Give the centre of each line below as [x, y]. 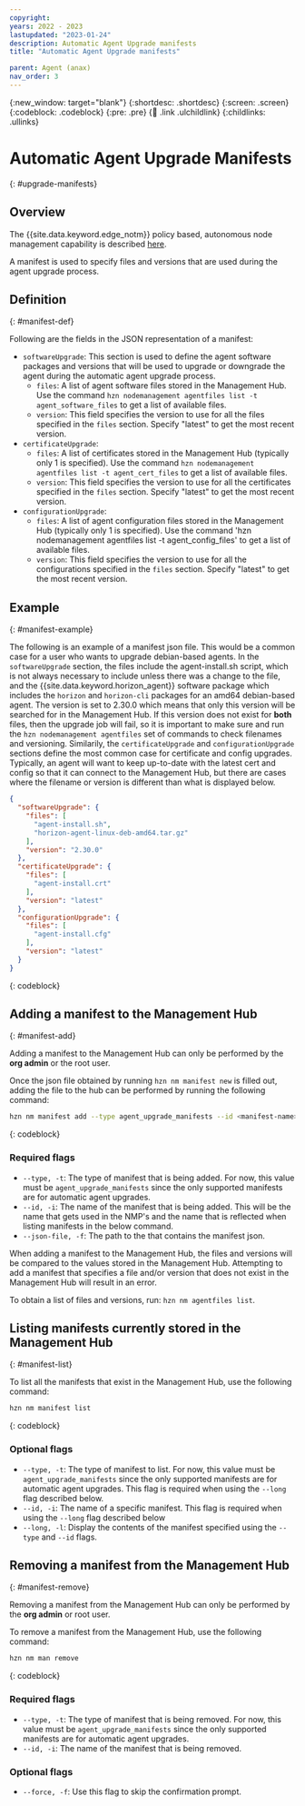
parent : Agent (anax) [50, 68]
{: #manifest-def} [42, 321]
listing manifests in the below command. [98, 1226]
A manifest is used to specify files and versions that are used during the [144, 261]
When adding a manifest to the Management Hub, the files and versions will [151, 1253]
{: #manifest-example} [51, 629]
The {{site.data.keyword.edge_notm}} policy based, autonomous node [141, 234]
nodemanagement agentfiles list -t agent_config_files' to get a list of [163, 540]
